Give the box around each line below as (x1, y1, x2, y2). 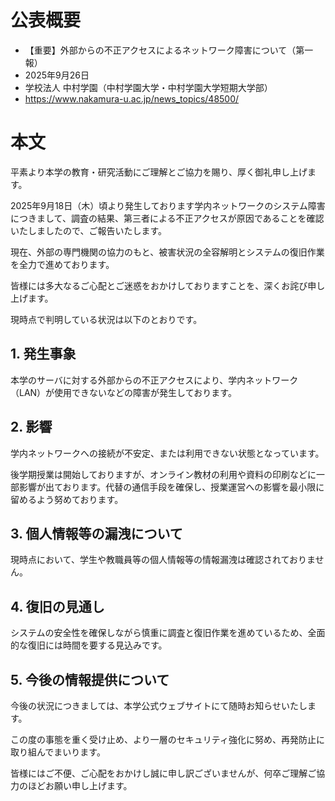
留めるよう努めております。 (10, 493, 124, 505)
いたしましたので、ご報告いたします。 (10, 224, 168, 236)
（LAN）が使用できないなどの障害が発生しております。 (10, 386, 237, 398)
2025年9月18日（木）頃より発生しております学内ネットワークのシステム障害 (10, 199, 326, 211)
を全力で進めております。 (10, 258, 115, 270)
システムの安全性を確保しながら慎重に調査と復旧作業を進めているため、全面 (10, 627, 326, 639)
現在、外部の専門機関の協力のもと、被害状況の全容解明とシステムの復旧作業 (10, 246, 325, 258)
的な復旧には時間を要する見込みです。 (10, 639, 168, 651)
